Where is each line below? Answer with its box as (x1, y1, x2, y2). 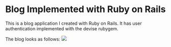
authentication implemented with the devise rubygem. (5, 25, 118, 31)
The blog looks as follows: (5, 36, 60, 42)
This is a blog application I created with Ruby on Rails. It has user (5, 20, 142, 26)
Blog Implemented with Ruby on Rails (5, 4, 166, 15)
